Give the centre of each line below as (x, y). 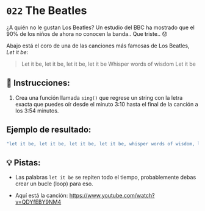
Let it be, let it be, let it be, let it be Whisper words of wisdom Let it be (109, 64)
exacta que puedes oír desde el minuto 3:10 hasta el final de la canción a (106, 104)
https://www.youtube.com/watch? (112, 196)
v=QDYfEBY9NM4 (38, 202)
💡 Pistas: (23, 163)
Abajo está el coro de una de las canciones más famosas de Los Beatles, (98, 46)
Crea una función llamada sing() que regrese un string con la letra (99, 97)
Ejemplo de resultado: (49, 130)
